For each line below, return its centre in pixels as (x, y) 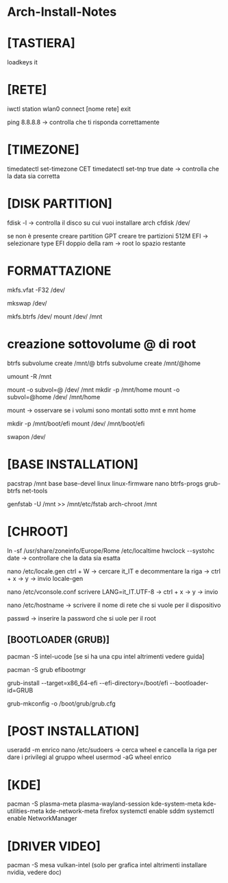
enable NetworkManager (42, 819)
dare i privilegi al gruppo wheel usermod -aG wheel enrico (89, 757)
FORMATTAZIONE (59, 271)
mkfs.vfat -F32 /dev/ (36, 290)
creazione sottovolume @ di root (102, 344)
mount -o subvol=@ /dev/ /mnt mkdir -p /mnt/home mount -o (93, 389)
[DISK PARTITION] (60, 204)
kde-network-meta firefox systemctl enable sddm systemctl (130, 811)
